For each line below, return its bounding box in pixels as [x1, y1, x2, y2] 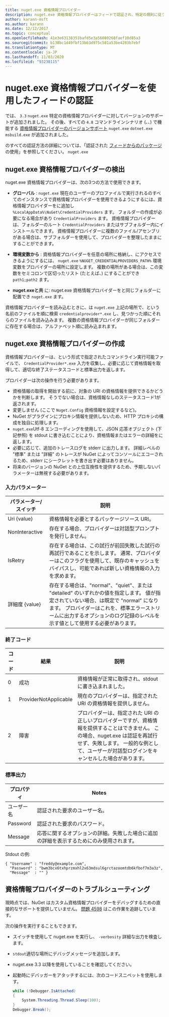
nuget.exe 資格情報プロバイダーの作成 [5, 340, 125, 348]
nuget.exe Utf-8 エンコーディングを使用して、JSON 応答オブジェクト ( [12, 425, 157, 432]
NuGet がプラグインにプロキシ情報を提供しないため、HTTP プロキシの [12, 413, 159, 419]
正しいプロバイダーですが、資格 [77, 717, 152, 724]
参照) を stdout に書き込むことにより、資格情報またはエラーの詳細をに [17, 432, 163, 438]
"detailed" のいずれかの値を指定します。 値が [49, 590, 156, 597]
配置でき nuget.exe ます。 [12, 294, 66, 300]
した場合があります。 [97, 755, 148, 762]
